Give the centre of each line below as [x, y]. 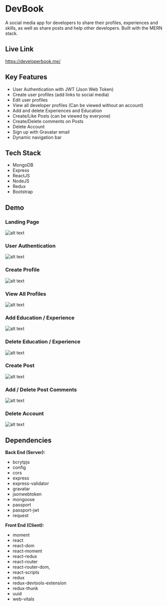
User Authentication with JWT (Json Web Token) [63, 89]
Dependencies [28, 440]
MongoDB [23, 165]
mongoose [24, 499]
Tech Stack [23, 153]
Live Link [20, 49]
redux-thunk [25, 588]
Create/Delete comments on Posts [48, 121]
